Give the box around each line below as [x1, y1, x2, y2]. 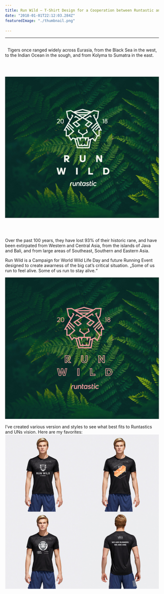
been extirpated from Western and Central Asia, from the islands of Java [5, 242, 151, 248]
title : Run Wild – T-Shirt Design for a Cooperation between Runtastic [5, 8, 154, 13]
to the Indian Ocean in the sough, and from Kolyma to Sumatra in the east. [5, 52, 154, 58]
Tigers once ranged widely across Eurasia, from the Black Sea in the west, [7, 47, 157, 53]
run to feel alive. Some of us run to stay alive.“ [5, 267, 98, 273]
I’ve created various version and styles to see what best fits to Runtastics [5, 423, 152, 430]
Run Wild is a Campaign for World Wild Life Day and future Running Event [5, 257, 153, 263]
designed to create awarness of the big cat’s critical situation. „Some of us [5, 262, 155, 268]
